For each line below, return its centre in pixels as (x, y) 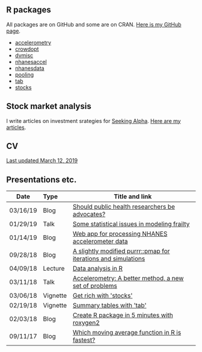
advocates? (89, 215)
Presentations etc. (41, 179)
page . (14, 31)
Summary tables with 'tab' (109, 306)
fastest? (84, 340)
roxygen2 (86, 323)
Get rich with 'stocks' (103, 296)
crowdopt (27, 49)
